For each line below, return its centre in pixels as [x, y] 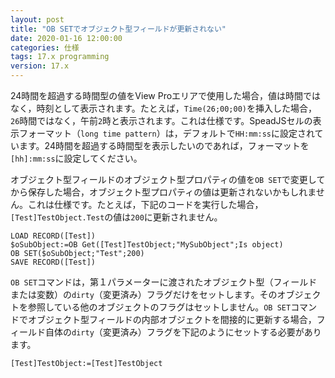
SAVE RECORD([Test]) [53, 262]
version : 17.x [40, 66]
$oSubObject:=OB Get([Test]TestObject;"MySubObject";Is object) [147, 245]
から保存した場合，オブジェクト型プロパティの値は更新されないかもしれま [163, 192]
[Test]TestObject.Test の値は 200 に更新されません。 [116, 217]
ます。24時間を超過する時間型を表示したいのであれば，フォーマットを [164, 145]
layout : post [37, 19]
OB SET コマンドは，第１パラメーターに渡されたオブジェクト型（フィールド [164, 282]
